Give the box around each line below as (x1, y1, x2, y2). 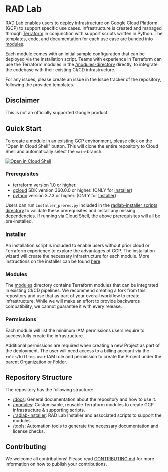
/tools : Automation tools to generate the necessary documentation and (12, 423, 159, 429)
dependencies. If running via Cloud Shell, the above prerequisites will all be (5, 213, 160, 219)
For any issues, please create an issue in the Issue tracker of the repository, (5, 76, 161, 82)
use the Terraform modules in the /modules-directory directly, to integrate (5, 61, 158, 67)
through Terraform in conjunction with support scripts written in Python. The (5, 30, 163, 36)
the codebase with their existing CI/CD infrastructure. (5, 66, 116, 73)
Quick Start (5, 124, 42, 133)
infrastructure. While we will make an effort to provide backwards (5, 298, 140, 304)
